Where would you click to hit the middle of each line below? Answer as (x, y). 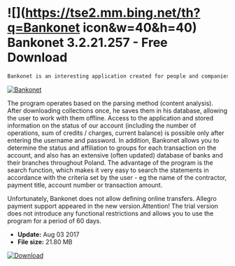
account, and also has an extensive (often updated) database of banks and (115, 155)
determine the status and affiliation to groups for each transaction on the (112, 148)
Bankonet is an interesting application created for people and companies (119, 76)
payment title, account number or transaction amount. (85, 185)
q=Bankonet (44, 28)
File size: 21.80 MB (45, 241)
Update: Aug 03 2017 (48, 234)
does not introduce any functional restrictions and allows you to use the (111, 213)
